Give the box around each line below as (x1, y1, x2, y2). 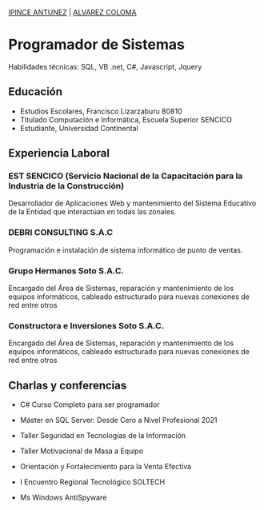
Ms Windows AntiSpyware (19, 492, 107, 503)
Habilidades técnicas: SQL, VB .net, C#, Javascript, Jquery (8, 62, 202, 71)
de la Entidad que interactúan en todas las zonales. (8, 207, 177, 217)
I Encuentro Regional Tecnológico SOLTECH (19, 477, 166, 487)
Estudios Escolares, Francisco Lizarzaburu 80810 (19, 106, 182, 116)
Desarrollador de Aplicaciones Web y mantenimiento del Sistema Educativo (8, 198, 257, 208)
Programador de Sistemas (8, 36, 186, 54)
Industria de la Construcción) (8, 181, 125, 192)
